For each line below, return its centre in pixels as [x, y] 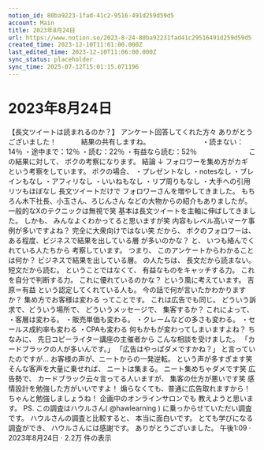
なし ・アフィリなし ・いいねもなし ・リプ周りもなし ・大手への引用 [139, 181]
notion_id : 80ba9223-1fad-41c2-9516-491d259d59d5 [91, 15]
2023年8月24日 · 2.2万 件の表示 [60, 437]
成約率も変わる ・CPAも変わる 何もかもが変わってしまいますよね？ [138, 329]
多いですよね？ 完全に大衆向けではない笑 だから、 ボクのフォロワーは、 [139, 231]
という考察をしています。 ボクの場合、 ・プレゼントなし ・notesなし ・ [124, 171]
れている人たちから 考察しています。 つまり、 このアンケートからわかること [131, 250]
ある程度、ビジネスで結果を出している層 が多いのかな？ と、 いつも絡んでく [132, 240]
